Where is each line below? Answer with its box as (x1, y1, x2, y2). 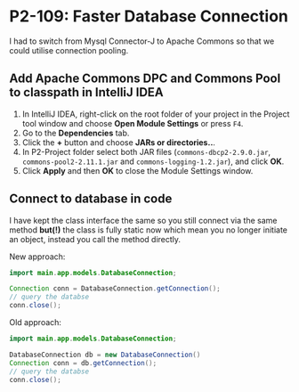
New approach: (9, 251, 66, 262)
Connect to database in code (9, 192, 173, 207)
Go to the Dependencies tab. (21, 127, 130, 138)
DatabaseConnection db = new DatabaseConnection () (9, 350, 201, 359)
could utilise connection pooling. (9, 45, 129, 55)
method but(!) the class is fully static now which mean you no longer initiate (9, 225, 287, 235)
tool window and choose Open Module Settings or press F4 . (21, 118, 244, 128)
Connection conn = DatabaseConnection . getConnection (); (9, 284, 221, 293)
